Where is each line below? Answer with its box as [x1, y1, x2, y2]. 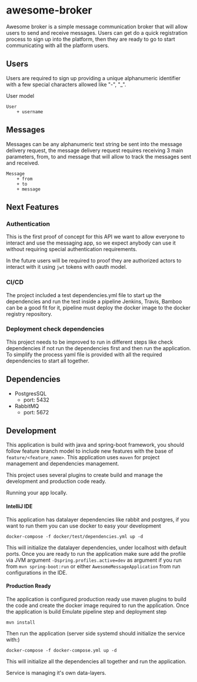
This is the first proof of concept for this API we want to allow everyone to [6, 233, 185, 240]
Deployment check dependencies [6, 325, 105, 333]
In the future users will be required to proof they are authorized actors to [6, 257, 182, 264]
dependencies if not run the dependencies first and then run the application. [6, 344, 191, 351]
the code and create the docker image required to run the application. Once [6, 602, 189, 609]
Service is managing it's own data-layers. [6, 669, 106, 676]
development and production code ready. [6, 478, 107, 485]
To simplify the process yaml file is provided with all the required [6, 351, 163, 358]
